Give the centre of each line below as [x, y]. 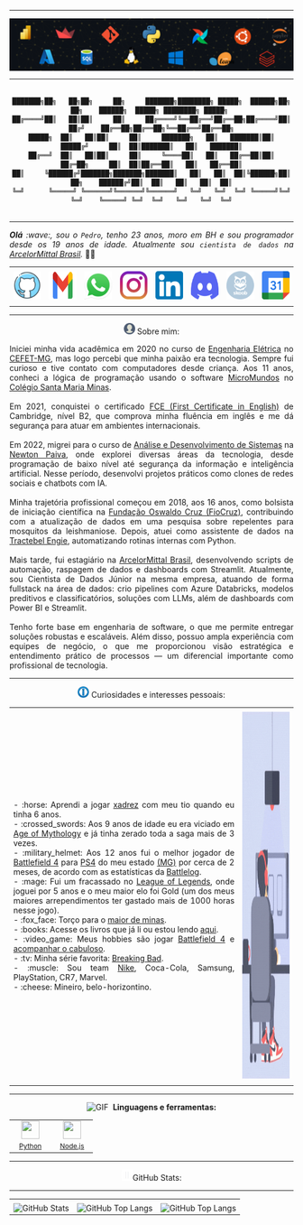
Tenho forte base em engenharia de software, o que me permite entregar [151, 626]
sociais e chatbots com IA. [59, 483]
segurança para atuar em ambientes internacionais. [105, 425]
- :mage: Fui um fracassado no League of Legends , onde [124, 882]
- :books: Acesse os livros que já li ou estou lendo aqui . [116, 930]
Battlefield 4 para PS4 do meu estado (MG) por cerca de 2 [124, 862]
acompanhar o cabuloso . [59, 949]
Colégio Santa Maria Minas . [60, 387]
